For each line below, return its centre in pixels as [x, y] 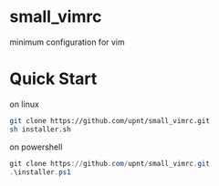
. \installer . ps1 [40, 172]
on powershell [36, 147]
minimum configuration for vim [67, 42]
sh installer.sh [40, 129]
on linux [24, 104]
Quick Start [53, 79]
